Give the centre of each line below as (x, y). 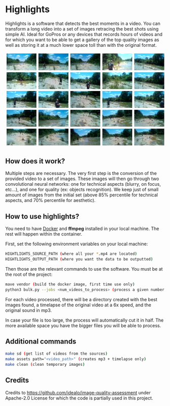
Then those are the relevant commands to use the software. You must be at (84, 269)
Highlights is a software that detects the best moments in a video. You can (83, 23)
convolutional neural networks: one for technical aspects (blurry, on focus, (83, 184)
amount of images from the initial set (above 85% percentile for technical (82, 195)
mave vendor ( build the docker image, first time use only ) (70, 284)
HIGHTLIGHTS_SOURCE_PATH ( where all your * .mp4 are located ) (71, 254)
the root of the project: (29, 274)
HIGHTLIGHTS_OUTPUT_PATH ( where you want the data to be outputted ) (79, 259)
